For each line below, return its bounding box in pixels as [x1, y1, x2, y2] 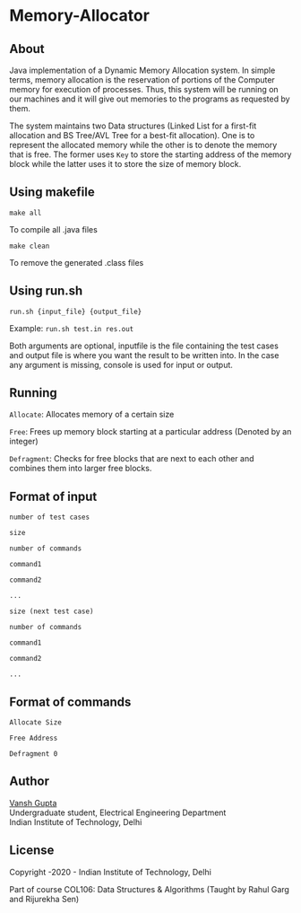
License [9, 843, 55, 858]
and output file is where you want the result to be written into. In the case [9, 349, 279, 360]
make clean [9, 241, 50, 250]
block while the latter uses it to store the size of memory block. [9, 159, 242, 169]
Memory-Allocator [9, 5, 150, 26]
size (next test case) [9, 607, 94, 616]
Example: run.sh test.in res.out [9, 322, 134, 333]
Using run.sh [9, 284, 83, 299]
